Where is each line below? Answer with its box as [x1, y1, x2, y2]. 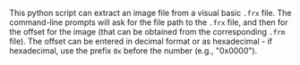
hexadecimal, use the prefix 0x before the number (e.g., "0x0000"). [9, 45, 258, 56]
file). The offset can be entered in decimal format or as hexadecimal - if [9, 36, 273, 46]
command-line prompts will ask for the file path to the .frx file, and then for [9, 17, 288, 28]
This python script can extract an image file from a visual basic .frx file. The [9, 8, 292, 18]
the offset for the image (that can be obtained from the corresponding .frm [9, 27, 286, 37]
